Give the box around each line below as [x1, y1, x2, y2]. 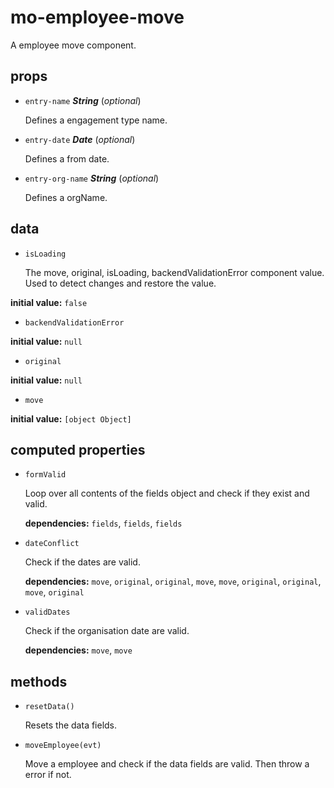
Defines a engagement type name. [24, 114, 168, 126]
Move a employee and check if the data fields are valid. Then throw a [24, 758, 310, 770]
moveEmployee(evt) [24, 741, 102, 751]
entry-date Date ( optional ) [24, 133, 136, 145]
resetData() [24, 702, 75, 712]
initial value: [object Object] [10, 412, 132, 425]
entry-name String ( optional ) [24, 94, 142, 106]
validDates [24, 607, 71, 618]
